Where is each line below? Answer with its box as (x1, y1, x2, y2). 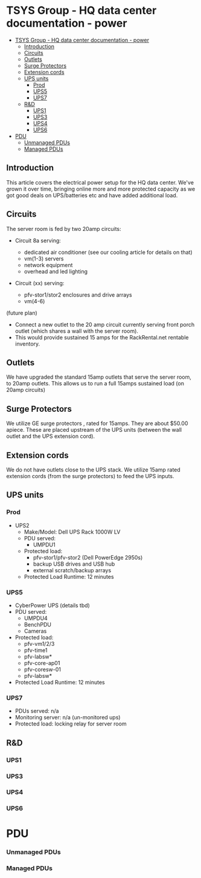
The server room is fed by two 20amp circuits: (6, 225, 122, 232)
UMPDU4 (24, 614, 48, 622)
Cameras (24, 627, 47, 634)
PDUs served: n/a (14, 707, 59, 715)
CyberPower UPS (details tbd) (14, 601, 91, 609)
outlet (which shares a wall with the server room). (14, 327, 139, 335)
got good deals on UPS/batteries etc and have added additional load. (6, 191, 178, 199)
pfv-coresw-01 (24, 666, 62, 673)
